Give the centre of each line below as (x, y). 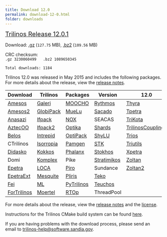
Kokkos (46, 152)
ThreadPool (108, 192)
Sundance (106, 168)
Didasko (17, 152)
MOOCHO (77, 104)
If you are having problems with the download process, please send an (78, 224)
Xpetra (134, 152)
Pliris (71, 176)
